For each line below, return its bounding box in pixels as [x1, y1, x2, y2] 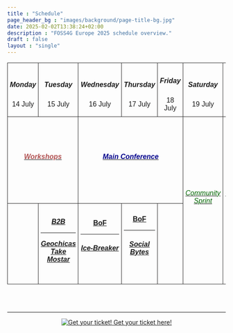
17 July [128, 100, 151, 108]
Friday [159, 77, 182, 85]
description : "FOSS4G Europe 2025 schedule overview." [7, 29, 172, 37]
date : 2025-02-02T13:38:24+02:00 [7, 23, 104, 30]
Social [129, 240, 150, 248]
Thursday [123, 80, 156, 89]
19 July [191, 100, 214, 108]
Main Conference [103, 153, 159, 161]
